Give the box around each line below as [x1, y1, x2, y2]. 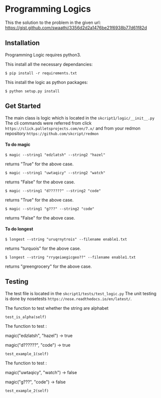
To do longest [5, 226, 34, 232]
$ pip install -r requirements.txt [5, 71, 77, 76]
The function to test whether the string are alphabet [5, 305, 108, 311]
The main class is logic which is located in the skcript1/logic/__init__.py [5, 115, 155, 120]
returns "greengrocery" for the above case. [5, 263, 92, 269]
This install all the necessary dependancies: [5, 61, 93, 67]
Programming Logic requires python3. [5, 52, 81, 58]
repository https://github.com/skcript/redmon [5, 130, 99, 136]
